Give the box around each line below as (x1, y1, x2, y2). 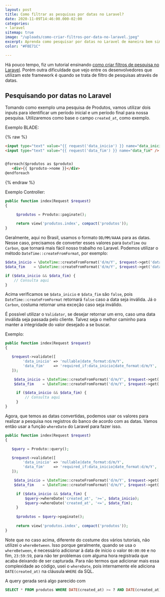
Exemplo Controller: (5, 189, 45, 195)
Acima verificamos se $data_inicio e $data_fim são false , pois (5, 291, 133, 297)
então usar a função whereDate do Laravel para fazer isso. (5, 423, 122, 429)
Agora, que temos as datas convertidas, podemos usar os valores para (5, 413, 149, 419)
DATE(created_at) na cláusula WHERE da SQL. (5, 568, 94, 574)
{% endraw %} (5, 179, 35, 185)
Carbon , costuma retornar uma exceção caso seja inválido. (5, 302, 123, 308)
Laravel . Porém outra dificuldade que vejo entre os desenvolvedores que (5, 67, 152, 73)
